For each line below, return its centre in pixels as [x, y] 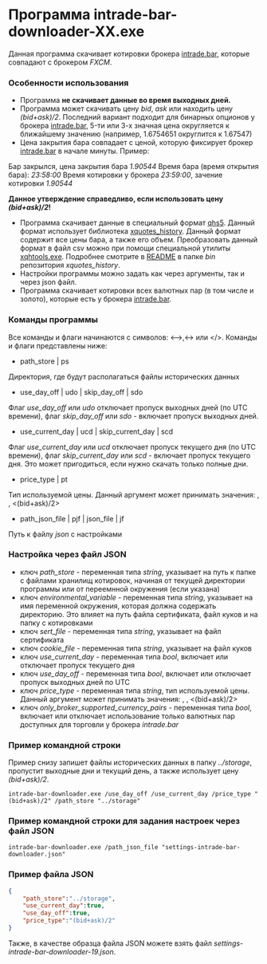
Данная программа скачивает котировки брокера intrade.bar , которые [129, 53]
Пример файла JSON [51, 875]
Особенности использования [69, 83]
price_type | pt [43, 479]
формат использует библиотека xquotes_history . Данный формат [130, 231]
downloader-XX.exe [77, 31]
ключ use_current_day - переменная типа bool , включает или [124, 656]
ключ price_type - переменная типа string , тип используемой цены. [135, 691]
